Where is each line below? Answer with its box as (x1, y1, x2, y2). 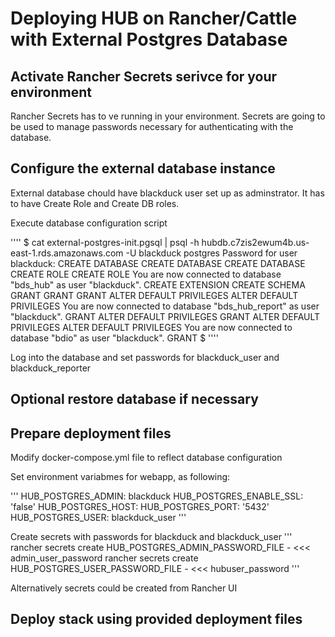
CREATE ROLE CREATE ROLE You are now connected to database (10, 268, 282, 280)
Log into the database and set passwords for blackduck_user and (10, 351, 280, 363)
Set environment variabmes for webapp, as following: (10, 471, 231, 483)
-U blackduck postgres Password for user (125, 247, 298, 259)
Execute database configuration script (10, 217, 168, 229)
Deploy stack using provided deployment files (10, 611, 303, 628)
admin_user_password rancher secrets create (10, 552, 199, 564)
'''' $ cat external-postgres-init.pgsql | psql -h (10, 236, 200, 248)
